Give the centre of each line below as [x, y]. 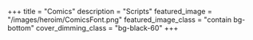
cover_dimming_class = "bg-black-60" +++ [107, 28]
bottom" [21, 28]
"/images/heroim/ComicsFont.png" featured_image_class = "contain [120, 20]
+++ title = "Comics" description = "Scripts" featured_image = [110, 11]
